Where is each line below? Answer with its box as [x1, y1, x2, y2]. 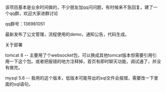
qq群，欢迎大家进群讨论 [9, 10, 58, 16]
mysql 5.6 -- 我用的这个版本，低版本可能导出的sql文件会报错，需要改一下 [5, 75, 154, 81]
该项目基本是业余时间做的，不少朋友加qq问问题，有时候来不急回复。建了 [5, 4, 154, 10]
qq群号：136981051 [5, 21, 45, 27]
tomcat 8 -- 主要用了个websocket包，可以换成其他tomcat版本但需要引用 [5, 52, 153, 58]
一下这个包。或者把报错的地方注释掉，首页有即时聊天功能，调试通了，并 [9, 59, 157, 64]
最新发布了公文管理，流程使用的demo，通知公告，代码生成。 [5, 31, 129, 37]
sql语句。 [13, 81, 33, 87]
